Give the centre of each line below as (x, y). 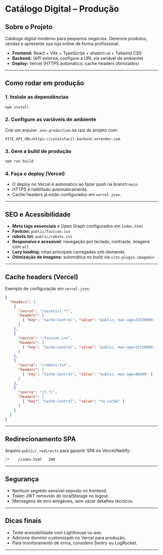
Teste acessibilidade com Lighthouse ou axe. (57, 532)
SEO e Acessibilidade (38, 214)
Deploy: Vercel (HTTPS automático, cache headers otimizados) (75, 63)
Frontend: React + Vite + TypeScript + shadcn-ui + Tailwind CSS (77, 53)
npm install (17, 107)
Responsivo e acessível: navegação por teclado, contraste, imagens (81, 242)
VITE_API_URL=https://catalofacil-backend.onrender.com (63, 139)
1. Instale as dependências (37, 97)
